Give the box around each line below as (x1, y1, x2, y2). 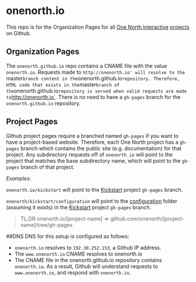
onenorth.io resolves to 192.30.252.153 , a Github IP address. (14, 244, 161, 251)
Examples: (6, 175, 32, 182)
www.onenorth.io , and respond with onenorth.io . (14, 269, 131, 276)
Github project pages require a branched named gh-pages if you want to (6, 132, 179, 139)
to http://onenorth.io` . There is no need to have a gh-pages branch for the (6, 93, 181, 100)
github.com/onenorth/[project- (110, 215, 184, 222)
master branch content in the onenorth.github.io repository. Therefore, (6, 74, 180, 81)
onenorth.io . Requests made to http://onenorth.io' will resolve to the (6, 69, 185, 76)
